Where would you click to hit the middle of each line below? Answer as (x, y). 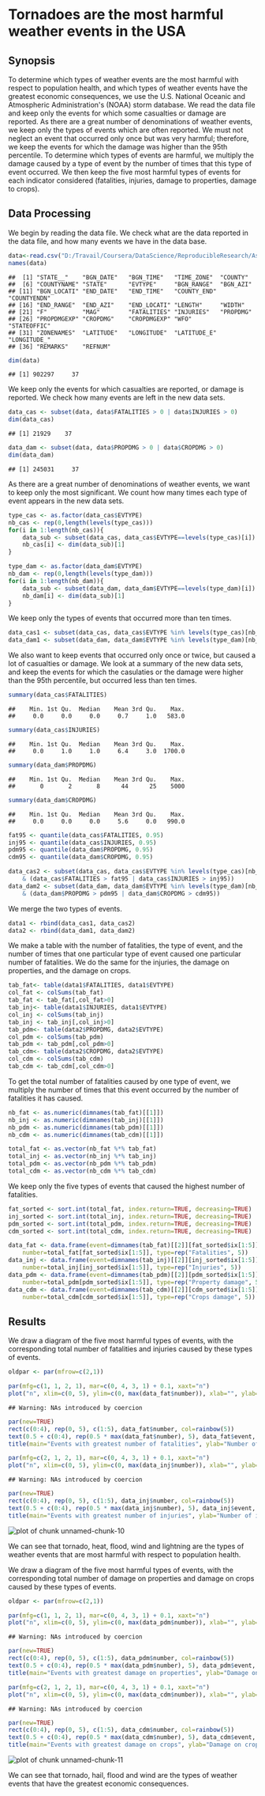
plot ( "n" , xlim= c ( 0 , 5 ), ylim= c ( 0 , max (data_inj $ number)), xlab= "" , (123, 1465)
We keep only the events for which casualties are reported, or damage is (126, 389)
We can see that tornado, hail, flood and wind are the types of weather (123, 1775)
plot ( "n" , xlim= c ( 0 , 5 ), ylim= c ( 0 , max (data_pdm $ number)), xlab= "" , (123, 1623)
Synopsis (32, 61)
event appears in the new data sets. (66, 501)
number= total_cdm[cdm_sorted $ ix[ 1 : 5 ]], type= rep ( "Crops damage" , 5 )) (139, 1297)
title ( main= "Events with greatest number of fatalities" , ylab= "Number (128, 1444)
